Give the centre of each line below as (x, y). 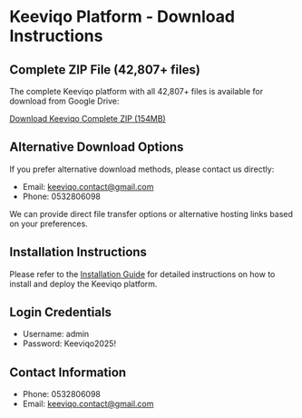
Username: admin (56, 334)
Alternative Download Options (97, 147)
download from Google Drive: (64, 101)
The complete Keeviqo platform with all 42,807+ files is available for (136, 91)
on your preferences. (49, 224)
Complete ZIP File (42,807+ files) (105, 70)
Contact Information (68, 372)
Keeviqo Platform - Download (122, 17)
